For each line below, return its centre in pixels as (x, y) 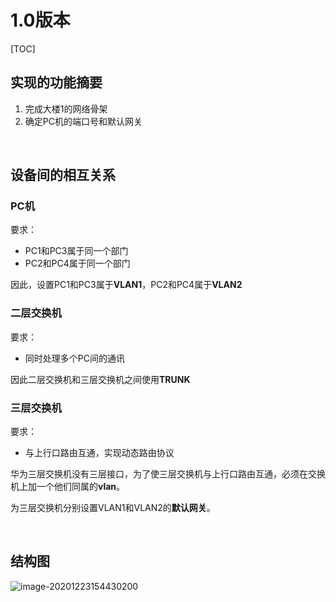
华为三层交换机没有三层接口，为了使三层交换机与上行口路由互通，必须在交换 (168, 474)
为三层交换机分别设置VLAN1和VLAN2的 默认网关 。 (113, 508)
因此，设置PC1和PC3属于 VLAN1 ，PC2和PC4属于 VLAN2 (126, 285)
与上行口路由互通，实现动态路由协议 (99, 453)
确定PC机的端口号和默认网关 (83, 121)
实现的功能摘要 (56, 82)
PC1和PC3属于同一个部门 (76, 251)
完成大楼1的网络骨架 (66, 108)
